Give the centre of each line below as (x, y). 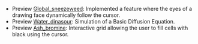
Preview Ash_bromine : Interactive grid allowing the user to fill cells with (100, 28)
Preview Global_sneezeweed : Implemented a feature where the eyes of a (102, 9)
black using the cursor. (40, 34)
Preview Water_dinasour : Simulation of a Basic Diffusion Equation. (93, 21)
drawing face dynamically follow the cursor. (66, 15)
